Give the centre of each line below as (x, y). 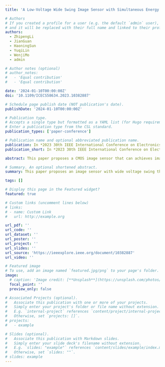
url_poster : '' (21, 239)
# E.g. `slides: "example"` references (48, 348)
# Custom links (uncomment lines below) (47, 203)
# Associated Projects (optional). (41, 298)
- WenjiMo (19, 55)
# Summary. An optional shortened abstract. (51, 167)
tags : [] (14, 181)
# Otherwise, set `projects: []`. (42, 316)
